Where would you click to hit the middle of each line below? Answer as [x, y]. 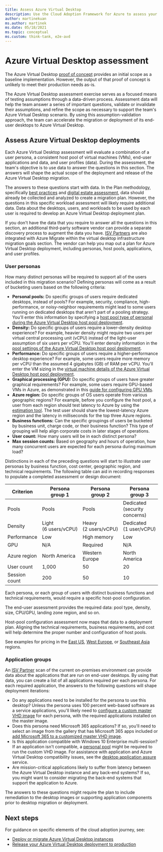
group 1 [60, 494]
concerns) [135, 515]
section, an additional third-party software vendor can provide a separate [78, 228]
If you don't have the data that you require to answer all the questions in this [81, 222]
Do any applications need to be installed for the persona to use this [79, 700]
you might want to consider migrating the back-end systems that [77, 778]
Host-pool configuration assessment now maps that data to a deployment [79, 622]
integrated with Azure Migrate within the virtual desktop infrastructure [75, 238]
